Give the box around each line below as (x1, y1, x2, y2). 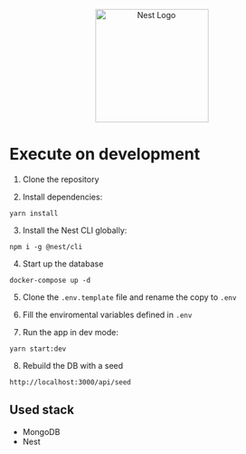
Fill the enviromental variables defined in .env (22, 309, 193, 320)
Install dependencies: (22, 191, 103, 202)
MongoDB (22, 426, 61, 437)
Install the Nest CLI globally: (22, 225, 128, 236)
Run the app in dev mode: (22, 326, 119, 337)
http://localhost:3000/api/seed (9, 377, 131, 387)
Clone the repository (22, 173, 99, 185)
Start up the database (22, 258, 104, 269)
